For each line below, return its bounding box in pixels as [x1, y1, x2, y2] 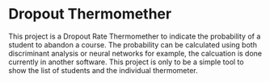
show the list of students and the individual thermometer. [8, 65, 198, 75]
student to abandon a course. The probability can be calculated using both [8, 39, 257, 49]
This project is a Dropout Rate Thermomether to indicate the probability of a [8, 31, 261, 41]
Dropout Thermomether [8, 5, 172, 23]
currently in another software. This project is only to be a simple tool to [8, 57, 244, 67]
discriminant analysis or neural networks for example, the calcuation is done [8, 48, 263, 58]
